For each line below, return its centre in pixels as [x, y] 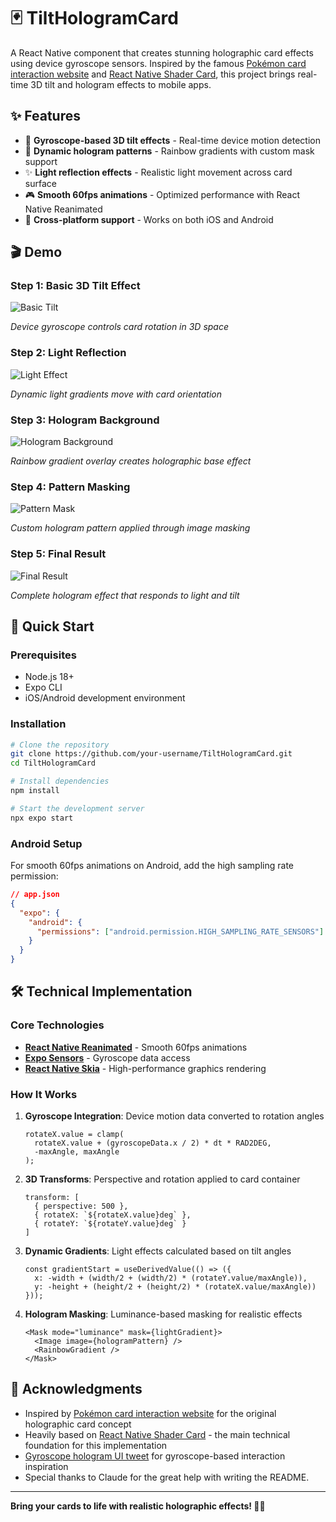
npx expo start [42, 818]
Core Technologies [57, 1025]
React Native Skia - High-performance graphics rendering [145, 1068]
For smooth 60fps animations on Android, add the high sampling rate [152, 866]
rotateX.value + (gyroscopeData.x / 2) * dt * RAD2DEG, [153, 1143]
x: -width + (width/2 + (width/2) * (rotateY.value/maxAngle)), [171, 1278]
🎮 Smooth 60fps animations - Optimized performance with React [162, 194]
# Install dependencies [60, 781]
